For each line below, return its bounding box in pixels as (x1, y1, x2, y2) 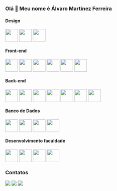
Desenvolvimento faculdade (5, 138, 65, 144)
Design (5, 18, 21, 24)
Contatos (5, 169, 29, 176)
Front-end (5, 47, 27, 54)
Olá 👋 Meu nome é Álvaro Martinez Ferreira (5, 5, 112, 12)
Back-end (5, 77, 26, 83)
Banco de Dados (5, 108, 40, 114)
